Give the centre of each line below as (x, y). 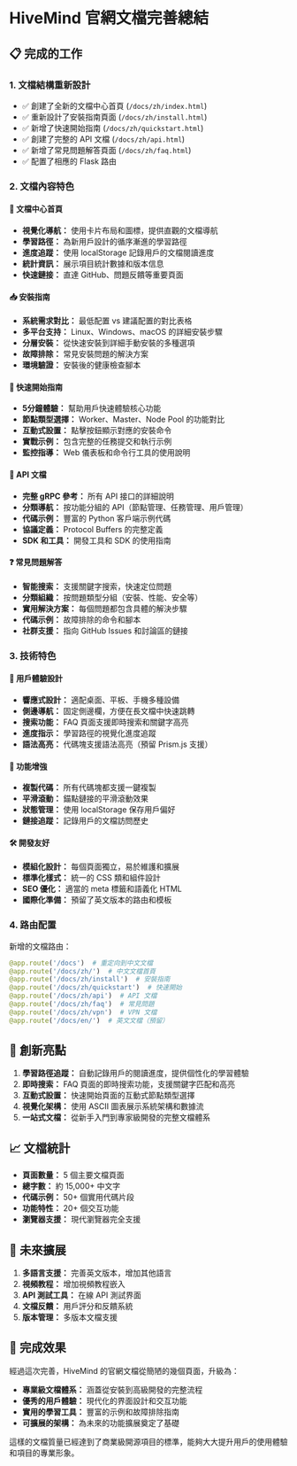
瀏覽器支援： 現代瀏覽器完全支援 (81, 1220)
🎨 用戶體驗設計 (36, 679)
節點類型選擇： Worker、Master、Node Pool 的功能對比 (123, 419)
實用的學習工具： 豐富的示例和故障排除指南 (100, 1412)
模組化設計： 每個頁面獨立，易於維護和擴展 (100, 867)
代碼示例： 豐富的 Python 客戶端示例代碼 (96, 518)
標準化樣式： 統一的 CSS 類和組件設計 (91, 878)
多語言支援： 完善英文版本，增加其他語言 (97, 1273)
